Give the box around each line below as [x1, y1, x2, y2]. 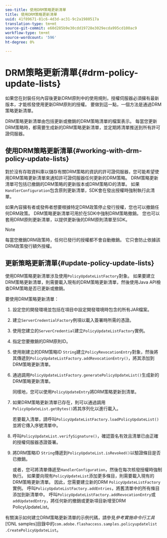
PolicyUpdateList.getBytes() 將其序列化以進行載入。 [12, 405, 121, 411]
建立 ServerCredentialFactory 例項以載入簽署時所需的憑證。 [12, 317, 134, 323]
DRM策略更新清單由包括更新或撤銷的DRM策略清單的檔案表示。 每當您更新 [5, 118, 158, 124]
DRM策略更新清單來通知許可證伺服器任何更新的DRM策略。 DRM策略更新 [9, 175, 159, 181]
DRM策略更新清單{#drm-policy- [5, 67, 139, 78]
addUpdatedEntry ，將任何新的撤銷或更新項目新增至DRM [12, 498, 126, 504]
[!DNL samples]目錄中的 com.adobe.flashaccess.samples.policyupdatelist [5, 521, 158, 527]
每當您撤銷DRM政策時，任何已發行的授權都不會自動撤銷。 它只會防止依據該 [5, 237, 161, 243]
